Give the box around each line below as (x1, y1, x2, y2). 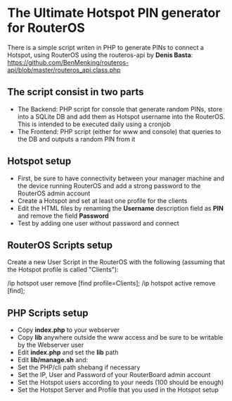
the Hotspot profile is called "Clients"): (7, 266, 119, 274)
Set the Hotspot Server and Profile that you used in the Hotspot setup (17, 385, 219, 394)
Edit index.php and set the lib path (17, 348, 119, 357)
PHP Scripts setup (7, 307, 89, 319)
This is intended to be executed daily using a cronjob (17, 120, 171, 128)
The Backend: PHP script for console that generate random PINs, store (17, 104, 223, 113)
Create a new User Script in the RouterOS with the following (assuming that (7, 258, 226, 266)
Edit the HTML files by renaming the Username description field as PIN (17, 204, 224, 212)
